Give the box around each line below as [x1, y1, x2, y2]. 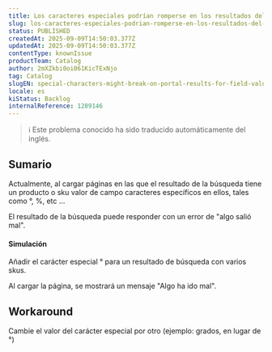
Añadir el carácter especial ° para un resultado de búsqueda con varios [8, 257, 247, 267]
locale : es [8, 87, 45, 95]
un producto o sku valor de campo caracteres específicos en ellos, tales [8, 187, 249, 197]
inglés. [28, 134, 51, 144]
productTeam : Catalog [8, 57, 82, 66]
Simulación [8, 239, 47, 248]
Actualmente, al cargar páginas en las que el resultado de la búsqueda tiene [8, 179, 262, 189]
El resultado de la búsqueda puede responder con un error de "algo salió [8, 211, 252, 221]
